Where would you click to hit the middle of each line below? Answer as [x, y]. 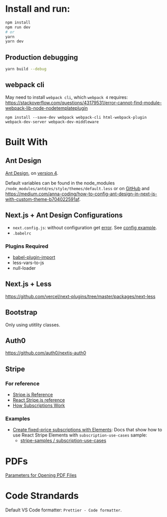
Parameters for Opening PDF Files [41, 475]
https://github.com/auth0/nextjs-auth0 [46, 353]
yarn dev [15, 41]
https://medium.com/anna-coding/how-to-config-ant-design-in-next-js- [81, 194]
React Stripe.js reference [39, 400]
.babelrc [22, 233]
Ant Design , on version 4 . [32, 173]
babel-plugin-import [34, 257]
